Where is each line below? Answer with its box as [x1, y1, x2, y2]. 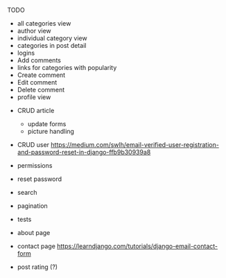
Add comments [17, 56, 61, 64]
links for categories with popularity [17, 64, 117, 71]
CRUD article [17, 107, 55, 114]
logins [17, 49, 35, 57]
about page [17, 229, 51, 236]
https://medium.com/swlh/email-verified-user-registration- [51, 141, 220, 148]
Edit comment [17, 78, 58, 86]
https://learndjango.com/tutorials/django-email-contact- [56, 242, 218, 250]
